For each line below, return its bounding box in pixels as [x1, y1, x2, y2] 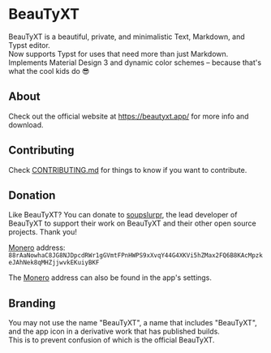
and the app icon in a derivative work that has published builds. [8, 326, 221, 337]
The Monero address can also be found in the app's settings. [8, 273, 213, 282]
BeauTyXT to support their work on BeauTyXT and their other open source [8, 218, 257, 228]
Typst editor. [8, 40, 50, 50]
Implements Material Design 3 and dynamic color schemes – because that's [8, 58, 262, 67]
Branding [8, 296, 56, 310]
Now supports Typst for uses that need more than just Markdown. [8, 49, 229, 58]
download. [8, 119, 44, 130]
